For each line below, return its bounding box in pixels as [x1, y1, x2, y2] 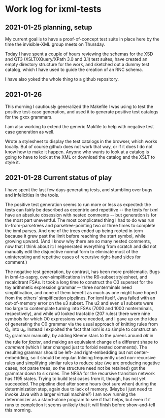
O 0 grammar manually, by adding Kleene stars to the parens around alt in [5, 333, 154, 340]
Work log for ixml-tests [5, 3, 102, 15]
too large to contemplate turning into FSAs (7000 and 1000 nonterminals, [5, 305, 153, 311]
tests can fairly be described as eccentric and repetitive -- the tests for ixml [5, 207, 159, 212]
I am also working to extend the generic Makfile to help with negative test [5, 123, 154, 129]
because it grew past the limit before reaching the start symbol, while [5, 233, 146, 239]
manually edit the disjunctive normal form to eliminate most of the [5, 248, 138, 254]
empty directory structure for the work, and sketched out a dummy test [5, 62, 150, 67]
